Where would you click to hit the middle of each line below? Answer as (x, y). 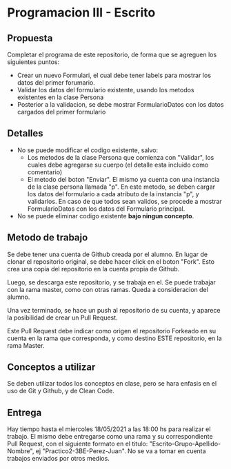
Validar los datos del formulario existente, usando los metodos (106, 90)
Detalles (25, 133)
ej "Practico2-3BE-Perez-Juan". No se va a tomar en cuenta (121, 451)
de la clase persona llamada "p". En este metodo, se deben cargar (121, 187)
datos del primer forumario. (56, 83)
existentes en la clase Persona (60, 97)
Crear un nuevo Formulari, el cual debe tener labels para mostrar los (114, 75)
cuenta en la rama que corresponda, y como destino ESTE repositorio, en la (114, 338)
